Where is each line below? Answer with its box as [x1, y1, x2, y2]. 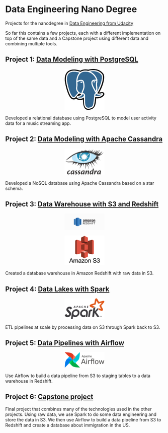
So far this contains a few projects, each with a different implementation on [5, 30, 161, 36]
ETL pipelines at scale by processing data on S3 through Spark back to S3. [5, 324, 160, 330]
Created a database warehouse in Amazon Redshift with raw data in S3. [5, 270, 154, 276]
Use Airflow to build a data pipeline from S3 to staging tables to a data [5, 373, 151, 379]
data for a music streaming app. [5, 120, 71, 126]
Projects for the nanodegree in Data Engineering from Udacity [5, 20, 134, 26]
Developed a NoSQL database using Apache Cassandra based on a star [5, 180, 154, 186]
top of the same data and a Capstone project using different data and [5, 35, 149, 41]
